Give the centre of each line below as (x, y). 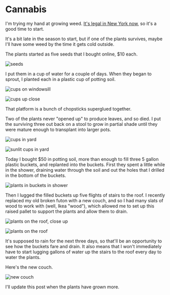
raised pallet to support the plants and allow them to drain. (67, 211)
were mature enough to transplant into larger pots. (58, 129)
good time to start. (25, 29)
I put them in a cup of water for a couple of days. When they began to (79, 74)
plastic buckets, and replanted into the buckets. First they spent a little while (85, 165)
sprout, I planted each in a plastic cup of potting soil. (60, 79)
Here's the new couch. (29, 267)
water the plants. (23, 257)
